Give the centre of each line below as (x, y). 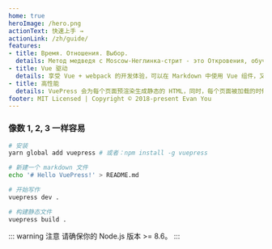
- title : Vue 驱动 (38, 69)
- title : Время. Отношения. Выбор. (68, 53)
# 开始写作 (24, 190)
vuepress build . (38, 219)
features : (25, 46)
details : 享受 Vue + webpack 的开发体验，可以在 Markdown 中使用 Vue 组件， (138, 76)
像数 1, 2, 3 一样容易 (47, 129)
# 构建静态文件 (30, 212)
